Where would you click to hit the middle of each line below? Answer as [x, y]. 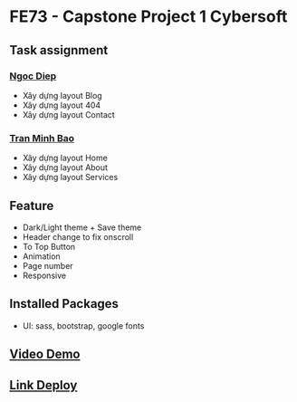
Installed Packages [64, 304]
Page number [48, 265]
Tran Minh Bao [42, 138]
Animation [41, 256]
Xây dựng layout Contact [68, 114]
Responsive [44, 275]
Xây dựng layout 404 [62, 105]
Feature [32, 206]
